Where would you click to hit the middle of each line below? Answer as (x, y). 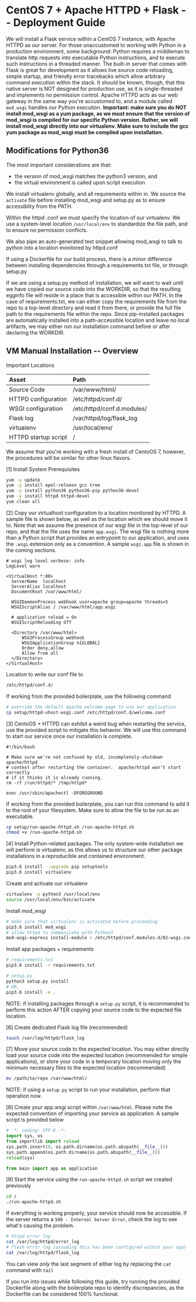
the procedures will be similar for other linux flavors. (69, 458)
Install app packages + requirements (50, 949)
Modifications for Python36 (57, 151)
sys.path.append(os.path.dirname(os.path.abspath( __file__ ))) (83, 1152)
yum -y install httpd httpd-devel (48, 496)
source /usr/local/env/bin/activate (50, 899)
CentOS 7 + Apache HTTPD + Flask (92, 10)
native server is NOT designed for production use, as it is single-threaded (94, 88)
